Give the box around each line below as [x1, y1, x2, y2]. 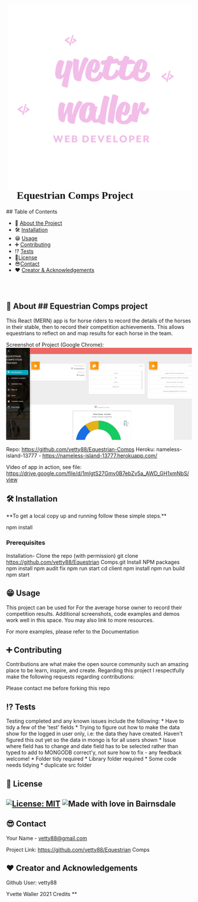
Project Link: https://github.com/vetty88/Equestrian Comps [6, 846, 150, 853]
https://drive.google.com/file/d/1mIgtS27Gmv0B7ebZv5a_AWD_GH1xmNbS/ [6, 470, 190, 477]
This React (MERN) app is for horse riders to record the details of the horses [6, 317, 192, 324]
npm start [6, 571, 30, 578]
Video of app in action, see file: [6, 463, 82, 470]
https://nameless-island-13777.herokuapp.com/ [42, 452, 157, 459]
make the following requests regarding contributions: [6, 673, 135, 680]
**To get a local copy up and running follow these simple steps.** [6, 512, 167, 519]
